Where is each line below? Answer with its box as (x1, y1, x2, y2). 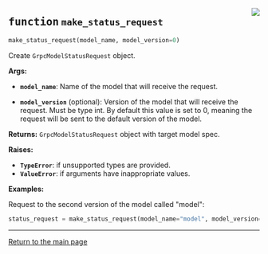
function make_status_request (8, 16, 164, 29)
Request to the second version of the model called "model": (8, 199, 205, 209)
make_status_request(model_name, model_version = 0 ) (8, 36, 180, 44)
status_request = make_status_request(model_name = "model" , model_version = (8, 215, 262, 223)
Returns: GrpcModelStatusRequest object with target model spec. (8, 129, 220, 139)
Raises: (8, 144, 33, 154)
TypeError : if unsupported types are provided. (19, 160, 171, 170)
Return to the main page (8, 236, 88, 246)
